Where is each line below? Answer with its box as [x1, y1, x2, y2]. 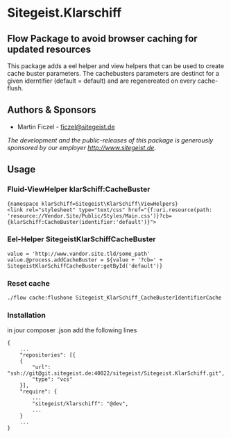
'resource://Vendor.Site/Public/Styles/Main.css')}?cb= [7, 212, 172, 220]
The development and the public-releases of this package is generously [7, 136, 214, 144]
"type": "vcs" [32, 376, 73, 383]
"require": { [19, 388, 58, 396]
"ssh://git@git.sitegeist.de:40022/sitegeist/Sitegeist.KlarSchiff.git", [7, 370, 225, 377]
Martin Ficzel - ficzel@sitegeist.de [17, 122, 116, 131]
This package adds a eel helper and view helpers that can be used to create [7, 62, 224, 70]
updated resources [7, 43, 92, 55]
